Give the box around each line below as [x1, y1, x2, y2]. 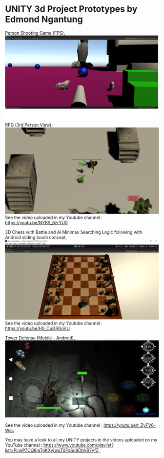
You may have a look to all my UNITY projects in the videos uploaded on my [5, 436, 158, 443]
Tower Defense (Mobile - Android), [5, 335, 75, 341]
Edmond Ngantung [5, 14, 83, 25]
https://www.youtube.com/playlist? [43, 442, 114, 448]
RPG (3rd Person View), [5, 122, 53, 128]
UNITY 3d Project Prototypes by [5, 3, 138, 15]
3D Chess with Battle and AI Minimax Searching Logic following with [5, 229, 143, 235]
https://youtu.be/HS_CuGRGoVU [5, 325, 70, 331]
